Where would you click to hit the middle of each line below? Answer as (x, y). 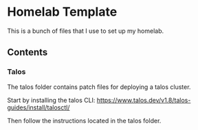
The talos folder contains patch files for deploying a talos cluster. (99, 87)
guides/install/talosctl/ (38, 107)
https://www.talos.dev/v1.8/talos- (144, 100)
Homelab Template (62, 12)
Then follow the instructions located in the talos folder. (84, 120)
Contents (27, 52)
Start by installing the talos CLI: (51, 100)
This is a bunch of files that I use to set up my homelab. (86, 31)
